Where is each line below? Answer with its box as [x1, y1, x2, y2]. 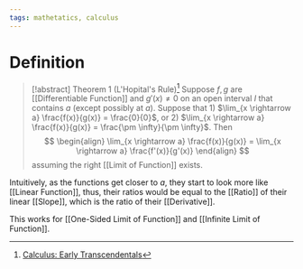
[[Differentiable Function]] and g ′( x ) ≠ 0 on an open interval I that [31, 93, 273, 104]
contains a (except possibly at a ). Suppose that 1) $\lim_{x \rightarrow [31, 103, 291, 114]
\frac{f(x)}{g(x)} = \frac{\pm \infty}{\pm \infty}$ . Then [31, 122, 233, 133]
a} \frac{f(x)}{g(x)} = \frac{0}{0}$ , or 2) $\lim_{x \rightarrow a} [31, 112, 265, 123]
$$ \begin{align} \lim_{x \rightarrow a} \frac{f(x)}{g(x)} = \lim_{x [43, 136, 281, 147]
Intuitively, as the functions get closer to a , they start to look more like [9, 177, 269, 188]
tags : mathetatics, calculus [9, 13, 119, 23]
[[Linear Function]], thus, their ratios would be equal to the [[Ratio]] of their [9, 187, 288, 198]
